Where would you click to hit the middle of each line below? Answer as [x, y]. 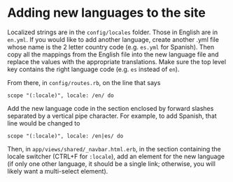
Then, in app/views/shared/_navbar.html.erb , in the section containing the [114, 149]
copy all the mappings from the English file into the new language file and [113, 54]
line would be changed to [44, 123]
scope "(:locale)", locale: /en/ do [61, 96]
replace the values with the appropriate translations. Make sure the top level [116, 61]
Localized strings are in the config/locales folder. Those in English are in [113, 32]
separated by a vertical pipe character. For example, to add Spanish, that [112, 116]
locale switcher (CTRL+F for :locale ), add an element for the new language [116, 156]
